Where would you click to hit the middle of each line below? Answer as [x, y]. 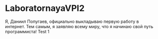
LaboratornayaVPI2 [45, 8]
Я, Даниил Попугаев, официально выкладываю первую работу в [72, 21]
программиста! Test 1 [27, 31]
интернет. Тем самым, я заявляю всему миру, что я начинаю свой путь [79, 26]
